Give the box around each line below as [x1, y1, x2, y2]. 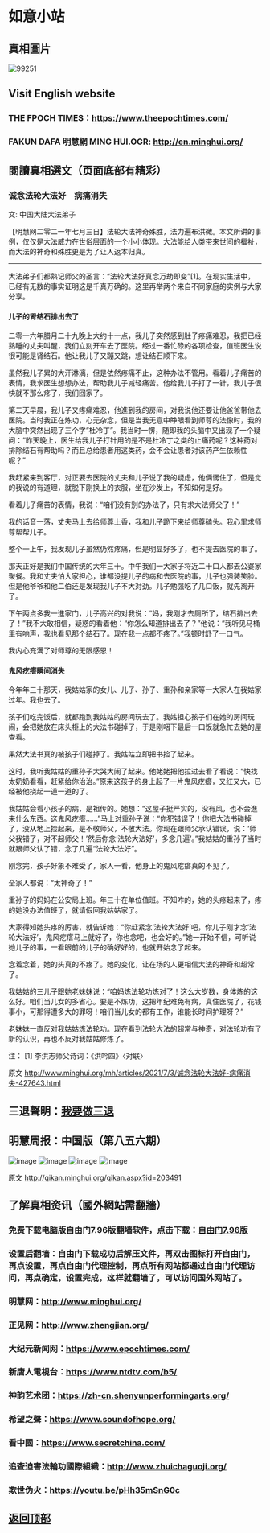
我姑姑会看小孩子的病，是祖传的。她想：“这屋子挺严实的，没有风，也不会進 [8, 804, 259, 814]
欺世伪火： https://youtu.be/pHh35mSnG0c [8, 1485, 181, 1496]
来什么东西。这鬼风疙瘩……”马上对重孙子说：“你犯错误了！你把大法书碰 [8, 814, 245, 823]
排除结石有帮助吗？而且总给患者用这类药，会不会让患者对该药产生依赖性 [8, 446, 247, 455]
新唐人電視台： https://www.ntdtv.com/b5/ [8, 1366, 178, 1378]
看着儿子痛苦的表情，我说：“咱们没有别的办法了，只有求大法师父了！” [8, 500, 240, 509]
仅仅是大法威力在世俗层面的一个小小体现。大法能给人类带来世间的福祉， [22, 237, 262, 246]
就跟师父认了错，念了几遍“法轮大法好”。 [8, 844, 142, 854]
